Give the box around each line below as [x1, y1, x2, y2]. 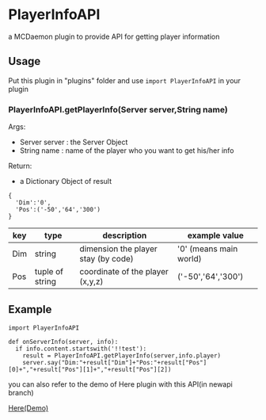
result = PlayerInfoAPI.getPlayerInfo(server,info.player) [22, 351, 222, 360]
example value [187, 230, 244, 241]
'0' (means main [177, 243, 238, 254]
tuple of [34, 266, 63, 277]
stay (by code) [79, 254, 135, 265]
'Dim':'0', [15, 199, 51, 207]
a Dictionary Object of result [19, 177, 112, 186]
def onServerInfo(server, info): [8, 338, 119, 346]
